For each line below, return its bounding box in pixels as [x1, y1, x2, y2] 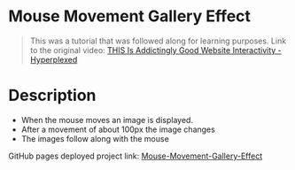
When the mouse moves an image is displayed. [20, 114, 194, 125]
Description [8, 86, 97, 105]
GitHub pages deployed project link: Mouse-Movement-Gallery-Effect [8, 151, 263, 161]
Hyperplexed [29, 54, 78, 65]
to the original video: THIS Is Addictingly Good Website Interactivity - [29, 44, 283, 55]
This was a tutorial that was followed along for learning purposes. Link [29, 35, 287, 46]
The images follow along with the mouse [20, 133, 169, 143]
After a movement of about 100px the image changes [20, 124, 216, 135]
